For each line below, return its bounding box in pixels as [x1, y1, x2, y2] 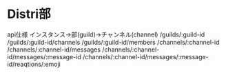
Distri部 [7, 6, 51, 22]
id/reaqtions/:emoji [7, 60, 61, 68]
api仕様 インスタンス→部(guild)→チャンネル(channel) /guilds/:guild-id [7, 30, 205, 39]
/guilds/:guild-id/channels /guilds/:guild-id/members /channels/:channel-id [7, 38, 220, 46]
